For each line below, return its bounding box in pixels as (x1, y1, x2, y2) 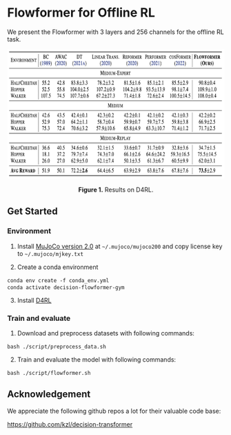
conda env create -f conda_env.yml (7, 277, 110, 284)
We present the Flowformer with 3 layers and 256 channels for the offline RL (7, 28, 224, 36)
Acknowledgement (7, 389, 91, 400)
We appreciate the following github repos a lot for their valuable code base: (7, 407, 221, 415)
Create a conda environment (17, 263, 99, 271)
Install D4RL (17, 296, 52, 304)
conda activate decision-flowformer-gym (7, 284, 125, 291)
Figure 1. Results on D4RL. (78, 185, 154, 194)
